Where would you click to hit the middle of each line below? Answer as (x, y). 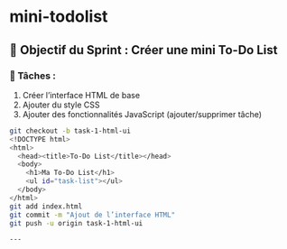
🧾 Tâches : (32, 76)
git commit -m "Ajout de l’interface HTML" (93, 215)
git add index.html (46, 206)
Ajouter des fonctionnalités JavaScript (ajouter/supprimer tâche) (142, 114)
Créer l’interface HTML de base (81, 95)
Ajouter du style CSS (61, 105)
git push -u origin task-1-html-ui (76, 223)
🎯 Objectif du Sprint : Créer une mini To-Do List (143, 50)
